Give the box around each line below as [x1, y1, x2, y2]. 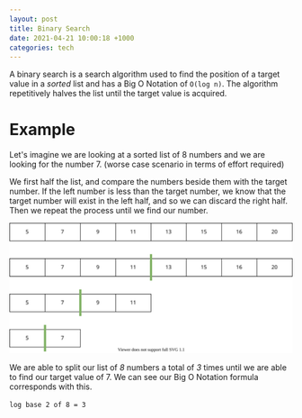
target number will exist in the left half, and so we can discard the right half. [9, 195, 289, 206]
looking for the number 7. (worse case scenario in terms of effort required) [9, 159, 285, 170]
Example [9, 120, 75, 140]
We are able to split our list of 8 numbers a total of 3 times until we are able [9, 362, 288, 373]
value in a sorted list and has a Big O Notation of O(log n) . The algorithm [9, 78, 279, 89]
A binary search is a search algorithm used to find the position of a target [9, 68, 280, 80]
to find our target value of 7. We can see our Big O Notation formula [9, 372, 259, 383]
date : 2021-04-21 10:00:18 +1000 [9, 33, 135, 42]
